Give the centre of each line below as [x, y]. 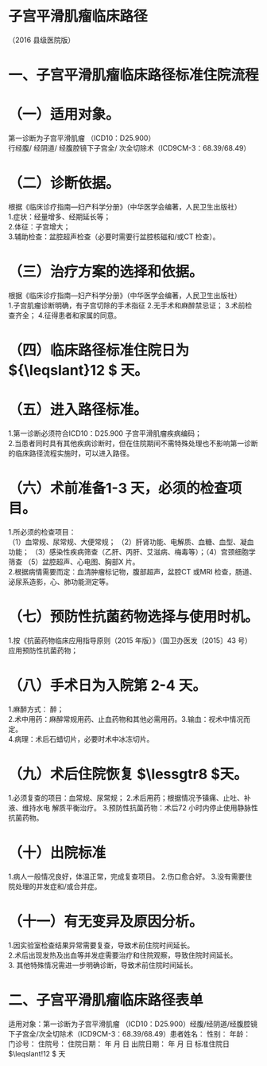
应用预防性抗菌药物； [43, 650]
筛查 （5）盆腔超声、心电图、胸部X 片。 [74, 562]
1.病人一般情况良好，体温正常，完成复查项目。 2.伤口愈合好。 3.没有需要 [127, 876]
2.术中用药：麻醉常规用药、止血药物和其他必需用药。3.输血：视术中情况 [126, 719]
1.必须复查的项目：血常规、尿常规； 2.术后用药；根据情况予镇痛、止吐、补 [130, 798]
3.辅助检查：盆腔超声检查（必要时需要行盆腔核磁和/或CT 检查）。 [114, 237]
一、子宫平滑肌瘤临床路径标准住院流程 [134, 75]
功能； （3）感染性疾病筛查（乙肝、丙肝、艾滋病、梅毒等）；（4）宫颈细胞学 [132, 552]
